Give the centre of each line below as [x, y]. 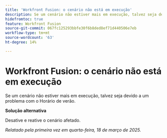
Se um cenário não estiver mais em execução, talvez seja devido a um [77, 96]
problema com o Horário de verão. [41, 101]
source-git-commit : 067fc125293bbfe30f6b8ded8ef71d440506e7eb [71, 28]
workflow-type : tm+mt [28, 33]
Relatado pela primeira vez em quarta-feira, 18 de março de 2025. [73, 130]
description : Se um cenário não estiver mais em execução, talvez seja [81, 14]
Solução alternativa [26, 111]
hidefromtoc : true [24, 19]
